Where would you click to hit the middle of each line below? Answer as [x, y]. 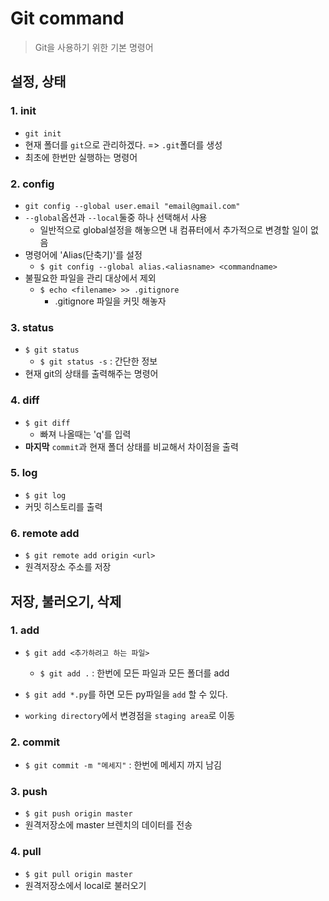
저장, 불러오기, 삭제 [66, 601]
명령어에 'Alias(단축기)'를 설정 [83, 254]
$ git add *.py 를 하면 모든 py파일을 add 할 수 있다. [126, 694]
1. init [23, 111]
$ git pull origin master [78, 874]
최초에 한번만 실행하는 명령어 [81, 157]
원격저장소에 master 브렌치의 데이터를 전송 [108, 825]
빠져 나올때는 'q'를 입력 [85, 434]
